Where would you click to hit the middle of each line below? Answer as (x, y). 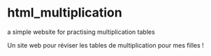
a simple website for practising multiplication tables (81, 32)
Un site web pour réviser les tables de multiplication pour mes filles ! (105, 45)
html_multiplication (65, 13)
